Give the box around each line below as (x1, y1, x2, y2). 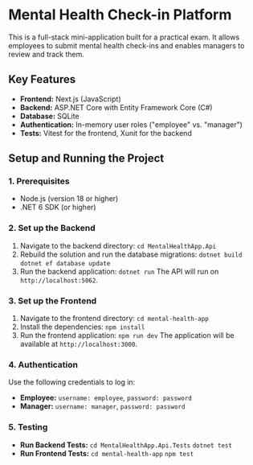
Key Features (8, 72, 76, 86)
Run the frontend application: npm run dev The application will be (19, 331, 235, 340)
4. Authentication (8, 359, 79, 370)
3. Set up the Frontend (8, 295, 97, 307)
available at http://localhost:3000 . (19, 339, 138, 349)
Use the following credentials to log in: (8, 377, 136, 387)
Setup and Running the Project (8, 151, 165, 166)
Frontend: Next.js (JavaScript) (19, 94, 121, 104)
